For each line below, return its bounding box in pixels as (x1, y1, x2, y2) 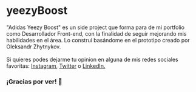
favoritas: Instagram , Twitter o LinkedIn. (6, 62, 106, 70)
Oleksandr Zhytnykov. (6, 43, 61, 50)
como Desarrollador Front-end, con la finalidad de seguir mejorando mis (6, 30, 187, 37)
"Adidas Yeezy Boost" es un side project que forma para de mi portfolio (6, 24, 185, 31)
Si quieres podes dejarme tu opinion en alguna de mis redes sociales (6, 56, 178, 63)
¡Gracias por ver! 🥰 (6, 77, 63, 85)
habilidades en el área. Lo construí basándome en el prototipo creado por (6, 36, 190, 44)
